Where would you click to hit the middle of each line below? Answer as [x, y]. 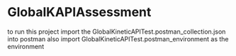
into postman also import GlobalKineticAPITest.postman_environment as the [118, 38]
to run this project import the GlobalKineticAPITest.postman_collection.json [117, 31]
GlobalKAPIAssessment [79, 12]
